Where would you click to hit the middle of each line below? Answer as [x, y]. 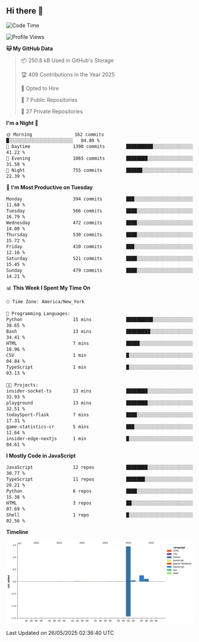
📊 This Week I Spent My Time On [48, 288]
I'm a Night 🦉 [22, 123]
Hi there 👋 [25, 11]
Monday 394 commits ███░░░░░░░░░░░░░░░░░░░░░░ [100, 199]
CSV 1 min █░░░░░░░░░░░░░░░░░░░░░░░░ [100, 355]
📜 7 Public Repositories [49, 99]
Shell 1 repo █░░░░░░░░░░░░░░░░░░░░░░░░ [100, 515]
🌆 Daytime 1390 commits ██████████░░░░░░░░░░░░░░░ [100, 147]
